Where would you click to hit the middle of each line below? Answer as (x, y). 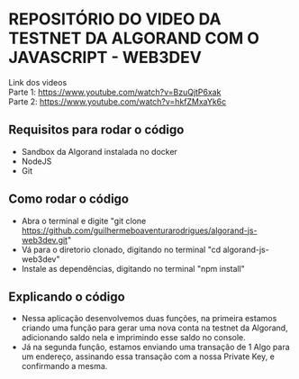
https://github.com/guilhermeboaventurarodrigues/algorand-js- (139, 230)
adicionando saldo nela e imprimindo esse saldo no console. (134, 338)
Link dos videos (38, 82)
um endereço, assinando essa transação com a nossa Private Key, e (148, 356)
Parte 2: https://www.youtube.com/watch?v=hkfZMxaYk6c (118, 101)
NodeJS (36, 161)
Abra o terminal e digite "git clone (84, 221)
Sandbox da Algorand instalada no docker (99, 151)
